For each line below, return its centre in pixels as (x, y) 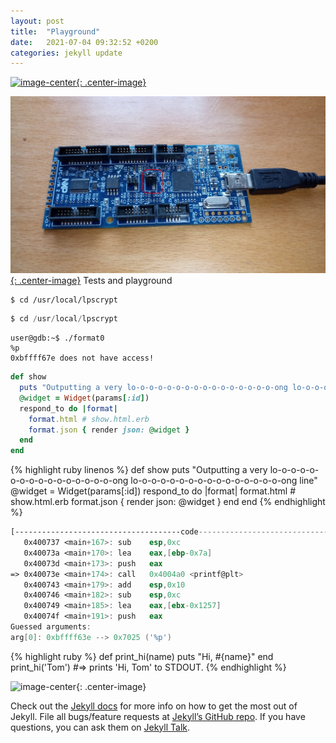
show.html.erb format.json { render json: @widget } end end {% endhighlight (168, 502)
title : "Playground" (55, 31)
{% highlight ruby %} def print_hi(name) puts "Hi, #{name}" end (142, 656)
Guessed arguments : (51, 627)
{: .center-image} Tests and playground (91, 281)
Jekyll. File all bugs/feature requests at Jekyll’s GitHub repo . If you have (158, 716)
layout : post (37, 21)
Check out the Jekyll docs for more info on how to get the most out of (154, 706)
